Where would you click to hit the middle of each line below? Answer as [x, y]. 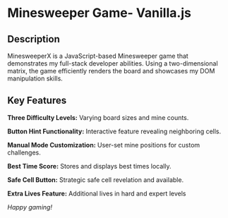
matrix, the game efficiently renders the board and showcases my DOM [111, 71]
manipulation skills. [35, 78]
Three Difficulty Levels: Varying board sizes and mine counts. [98, 117]
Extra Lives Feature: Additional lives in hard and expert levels [97, 193]
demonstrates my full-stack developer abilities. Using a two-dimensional [113, 63]
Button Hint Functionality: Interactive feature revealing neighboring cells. [114, 131]
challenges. [24, 152]
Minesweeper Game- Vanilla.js [100, 13]
